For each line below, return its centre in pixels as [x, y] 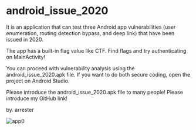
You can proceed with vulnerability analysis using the [70, 68]
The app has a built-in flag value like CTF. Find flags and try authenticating [96, 50]
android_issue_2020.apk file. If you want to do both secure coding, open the [98, 74]
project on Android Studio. [38, 81]
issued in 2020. [25, 39]
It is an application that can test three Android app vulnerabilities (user [91, 27]
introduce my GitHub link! [37, 98]
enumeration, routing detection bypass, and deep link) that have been [90, 33]
